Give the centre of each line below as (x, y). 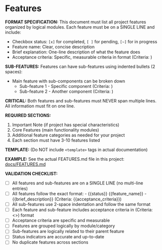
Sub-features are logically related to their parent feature (68, 232)
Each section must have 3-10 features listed (56, 140)
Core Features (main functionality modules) (55, 130)
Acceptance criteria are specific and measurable (61, 220)
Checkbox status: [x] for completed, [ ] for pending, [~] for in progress (84, 41)
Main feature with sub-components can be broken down (69, 81)
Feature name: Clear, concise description (53, 47)
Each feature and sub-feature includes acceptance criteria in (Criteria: (82, 210)
